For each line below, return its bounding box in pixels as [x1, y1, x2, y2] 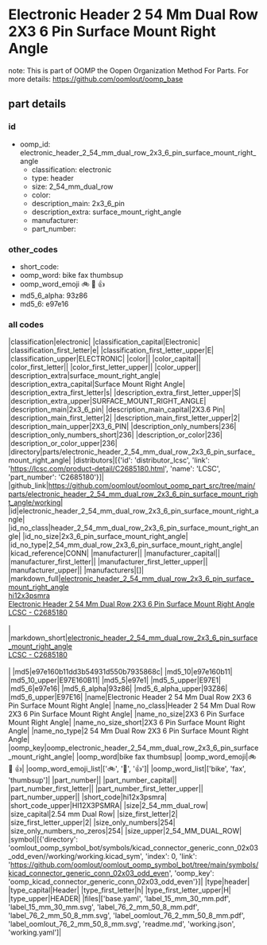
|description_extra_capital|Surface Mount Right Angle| [8, 380, 185, 389]
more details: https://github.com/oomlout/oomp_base [8, 74, 184, 84]
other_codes [8, 244, 58, 255]
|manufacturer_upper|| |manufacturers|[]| [8, 565, 145, 575]
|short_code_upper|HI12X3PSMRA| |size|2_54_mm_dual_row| [8, 801, 209, 810]
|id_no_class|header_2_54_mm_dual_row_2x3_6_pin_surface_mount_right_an [8, 523, 259, 533]
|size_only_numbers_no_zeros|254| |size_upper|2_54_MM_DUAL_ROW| [8, 826, 242, 836]
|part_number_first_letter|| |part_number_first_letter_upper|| [8, 784, 204, 794]
